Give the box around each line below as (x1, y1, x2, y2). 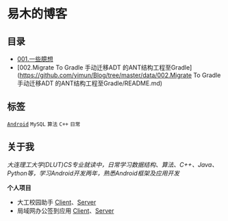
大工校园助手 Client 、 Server (16, 198, 97, 206)
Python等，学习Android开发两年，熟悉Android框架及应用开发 (7, 168, 180, 177)
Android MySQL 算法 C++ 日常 (7, 121, 81, 128)
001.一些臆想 (16, 55, 53, 63)
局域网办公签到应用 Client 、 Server (16, 206, 114, 215)
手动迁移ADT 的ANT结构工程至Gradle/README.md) (16, 79, 163, 87)
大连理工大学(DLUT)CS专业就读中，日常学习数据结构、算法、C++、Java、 (7, 160, 218, 168)
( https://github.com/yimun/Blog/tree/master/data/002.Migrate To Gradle (16, 71, 221, 79)
